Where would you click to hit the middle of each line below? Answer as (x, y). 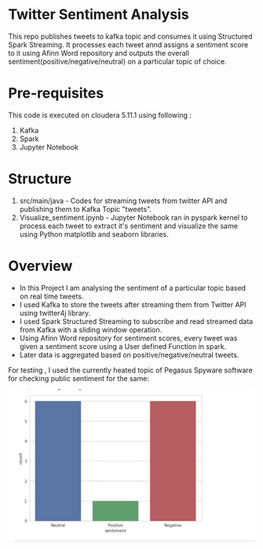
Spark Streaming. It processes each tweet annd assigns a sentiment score (128, 44)
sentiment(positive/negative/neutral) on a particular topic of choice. (117, 61)
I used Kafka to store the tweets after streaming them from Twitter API (133, 304)
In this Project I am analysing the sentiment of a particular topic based (132, 287)
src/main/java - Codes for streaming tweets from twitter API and (123, 200)
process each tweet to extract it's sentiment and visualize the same (128, 225)
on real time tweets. (51, 296)
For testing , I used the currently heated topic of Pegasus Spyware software (130, 370)
